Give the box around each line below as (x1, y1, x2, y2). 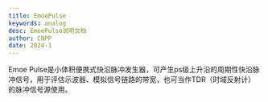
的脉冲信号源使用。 (8, 85, 72, 95)
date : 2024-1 (8, 42, 52, 50)
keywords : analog (8, 19, 67, 27)
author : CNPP (8, 34, 52, 43)
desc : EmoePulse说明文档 (8, 27, 87, 35)
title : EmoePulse (8, 11, 67, 20)
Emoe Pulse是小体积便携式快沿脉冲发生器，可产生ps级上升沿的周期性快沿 (8, 65, 254, 75)
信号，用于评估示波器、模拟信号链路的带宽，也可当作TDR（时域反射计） (14, 75, 256, 84)
